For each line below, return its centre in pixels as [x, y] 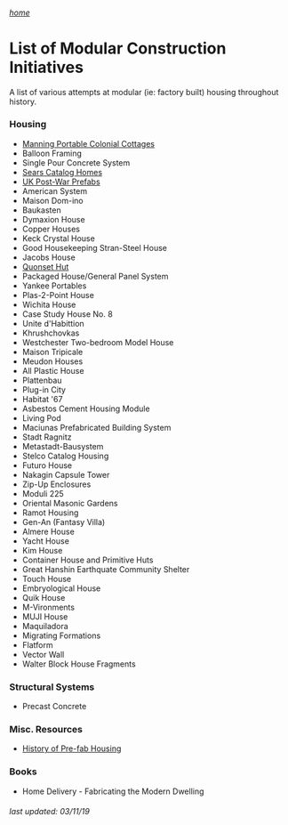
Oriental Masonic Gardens [70, 503]
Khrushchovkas [51, 333]
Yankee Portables [54, 286]
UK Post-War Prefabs [61, 182]
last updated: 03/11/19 [50, 812]
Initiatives [47, 67]
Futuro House [47, 465]
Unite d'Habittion [53, 323]
